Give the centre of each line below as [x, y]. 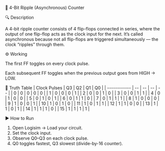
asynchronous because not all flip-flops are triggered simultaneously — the [82, 39]
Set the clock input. [32, 133]
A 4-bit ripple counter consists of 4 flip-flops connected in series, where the [82, 29]
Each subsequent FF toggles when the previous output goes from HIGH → [80, 73]
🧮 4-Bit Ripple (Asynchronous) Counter [45, 8]
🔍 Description [20, 17]
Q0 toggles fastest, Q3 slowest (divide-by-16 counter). [67, 143]
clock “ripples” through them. [35, 45]
